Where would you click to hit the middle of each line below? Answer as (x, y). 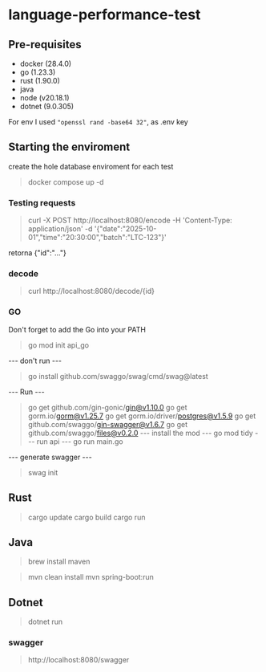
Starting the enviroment (69, 147)
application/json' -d (60, 229)
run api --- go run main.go (80, 441)
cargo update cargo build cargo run (87, 517)
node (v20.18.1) (44, 98)
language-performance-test (105, 15)
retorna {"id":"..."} (37, 253)
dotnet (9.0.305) (47, 106)
